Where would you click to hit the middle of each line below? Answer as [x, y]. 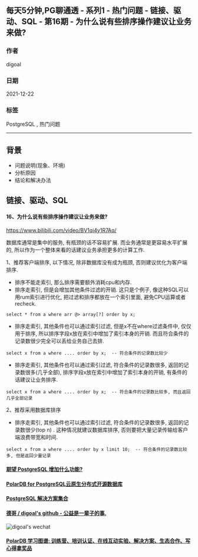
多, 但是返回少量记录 [29, 456]
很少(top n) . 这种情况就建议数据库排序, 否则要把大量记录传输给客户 [107, 430]
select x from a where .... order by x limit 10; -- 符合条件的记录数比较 [97, 449]
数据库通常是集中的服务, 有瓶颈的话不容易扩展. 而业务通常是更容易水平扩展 [97, 242]
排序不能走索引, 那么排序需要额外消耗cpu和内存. [73, 282]
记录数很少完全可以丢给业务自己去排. [59, 340]
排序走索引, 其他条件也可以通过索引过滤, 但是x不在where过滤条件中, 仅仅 [103, 326]
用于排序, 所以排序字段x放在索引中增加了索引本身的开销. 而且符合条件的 [102, 333]
